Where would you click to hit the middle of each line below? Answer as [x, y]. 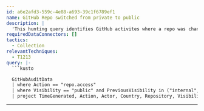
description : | [25, 23]
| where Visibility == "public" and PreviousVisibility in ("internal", [106, 91]
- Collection [28, 46]
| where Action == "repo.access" [54, 85]
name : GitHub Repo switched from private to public [73, 18]
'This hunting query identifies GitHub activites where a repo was [99, 29]
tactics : [17, 40]
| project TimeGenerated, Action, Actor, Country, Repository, [93, 96]
